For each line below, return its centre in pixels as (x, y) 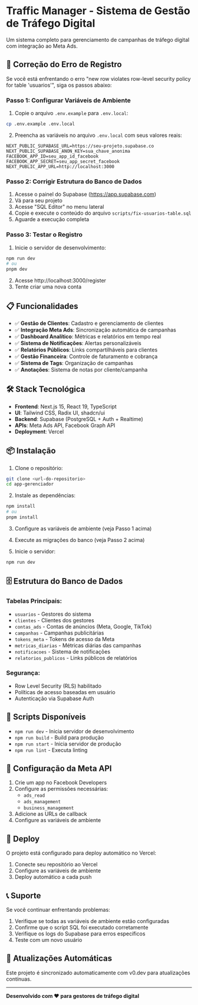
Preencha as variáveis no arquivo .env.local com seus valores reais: (98, 135)
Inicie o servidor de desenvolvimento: (60, 247)
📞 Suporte (24, 896)
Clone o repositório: (39, 468)
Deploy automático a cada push (53, 877)
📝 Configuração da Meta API (59, 769)
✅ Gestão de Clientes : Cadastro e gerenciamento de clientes (89, 323)
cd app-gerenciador (30, 484)
